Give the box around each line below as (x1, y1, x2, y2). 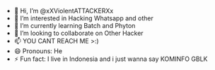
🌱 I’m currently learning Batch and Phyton (13, 22, 136, 29)
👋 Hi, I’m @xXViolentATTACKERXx (13, 7, 114, 15)
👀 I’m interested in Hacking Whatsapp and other (13, 14, 153, 22)
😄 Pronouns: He (13, 47, 62, 55)
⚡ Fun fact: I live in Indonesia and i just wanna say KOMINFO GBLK (13, 55, 208, 63)
